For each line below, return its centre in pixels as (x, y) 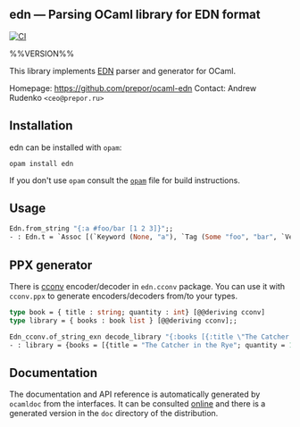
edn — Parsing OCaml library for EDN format (135, 15)
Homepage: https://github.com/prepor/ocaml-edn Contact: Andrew (133, 88)
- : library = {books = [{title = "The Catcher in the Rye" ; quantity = (147, 345)
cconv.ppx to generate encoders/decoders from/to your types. (124, 296)
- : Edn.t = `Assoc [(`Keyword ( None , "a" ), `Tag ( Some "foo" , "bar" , (143, 237)
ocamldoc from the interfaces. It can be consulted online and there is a (137, 404)
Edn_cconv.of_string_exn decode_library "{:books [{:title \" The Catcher (150, 337)
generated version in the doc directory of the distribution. (114, 414)
